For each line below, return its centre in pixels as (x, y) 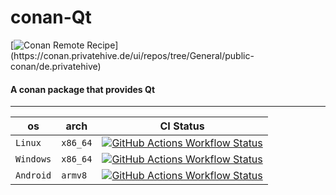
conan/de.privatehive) (56, 66)
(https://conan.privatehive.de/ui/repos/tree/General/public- (132, 55)
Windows (33, 159)
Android (33, 175)
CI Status (182, 126)
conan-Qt (51, 17)
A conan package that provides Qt (83, 89)
